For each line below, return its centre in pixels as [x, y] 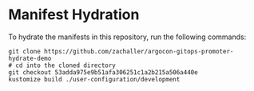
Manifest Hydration [74, 15]
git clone [25, 51]
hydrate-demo [30, 58]
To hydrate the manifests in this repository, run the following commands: [127, 37]
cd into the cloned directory [65, 65]
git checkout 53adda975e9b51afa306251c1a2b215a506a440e [103, 72]
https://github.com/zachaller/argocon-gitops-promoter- [139, 51]
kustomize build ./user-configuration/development [94, 79]
